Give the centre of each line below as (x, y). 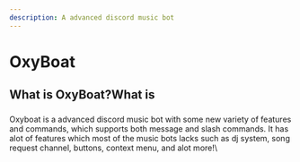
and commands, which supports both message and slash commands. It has (149, 129)
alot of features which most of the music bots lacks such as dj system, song (150, 139)
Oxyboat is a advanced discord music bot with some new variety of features (150, 119)
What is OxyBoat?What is (82, 95)
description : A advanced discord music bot (92, 17)
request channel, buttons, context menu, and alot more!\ (114, 148)
